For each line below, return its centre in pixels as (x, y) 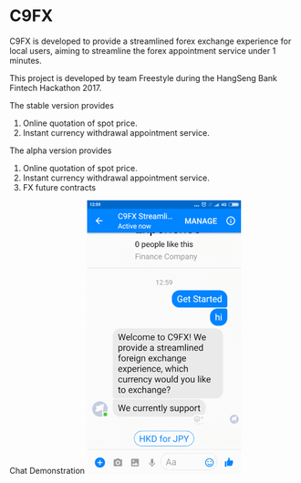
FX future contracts (59, 187)
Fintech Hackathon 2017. (56, 87)
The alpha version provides (61, 150)
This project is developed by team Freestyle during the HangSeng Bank (144, 77)
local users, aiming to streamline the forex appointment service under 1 (143, 50)
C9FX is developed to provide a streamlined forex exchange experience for (150, 41)
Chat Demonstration (47, 470)
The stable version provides (62, 105)
